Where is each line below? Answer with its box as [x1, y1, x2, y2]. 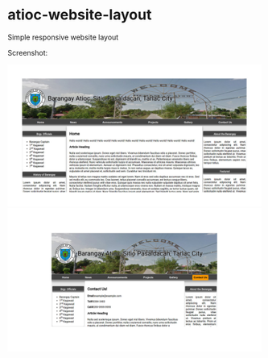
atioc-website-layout [7, 6, 152, 24]
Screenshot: [7, 48, 48, 57]
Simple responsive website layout [7, 32, 119, 42]
